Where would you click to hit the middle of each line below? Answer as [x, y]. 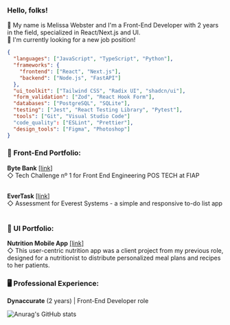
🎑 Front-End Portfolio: [44, 153]
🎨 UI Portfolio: [31, 228]
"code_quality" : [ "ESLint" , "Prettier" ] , [73, 122]
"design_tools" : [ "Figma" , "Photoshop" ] [72, 129]
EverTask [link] [28, 196]
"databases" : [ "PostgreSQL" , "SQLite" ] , [72, 104]
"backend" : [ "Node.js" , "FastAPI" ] [70, 78]
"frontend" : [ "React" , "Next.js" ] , [70, 71]
